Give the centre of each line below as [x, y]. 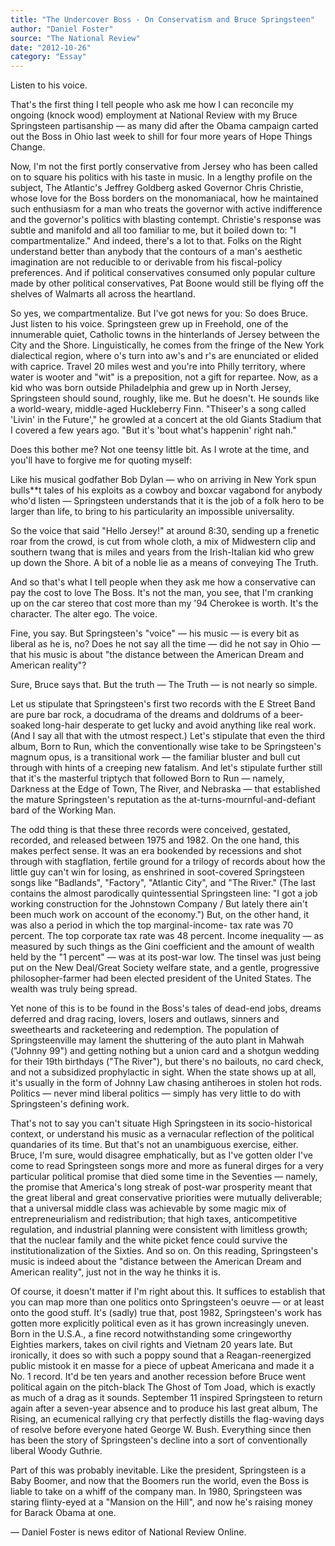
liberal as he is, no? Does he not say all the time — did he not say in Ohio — [165, 644]
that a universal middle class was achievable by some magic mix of [148, 1208]
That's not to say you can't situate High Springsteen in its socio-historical [161, 1123]
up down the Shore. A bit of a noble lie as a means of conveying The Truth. [164, 563]
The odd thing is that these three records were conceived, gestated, [150, 830]
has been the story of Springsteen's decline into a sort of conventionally [159, 1440]
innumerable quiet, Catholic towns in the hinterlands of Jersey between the [165, 335]
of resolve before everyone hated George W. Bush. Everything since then [161, 1430]
